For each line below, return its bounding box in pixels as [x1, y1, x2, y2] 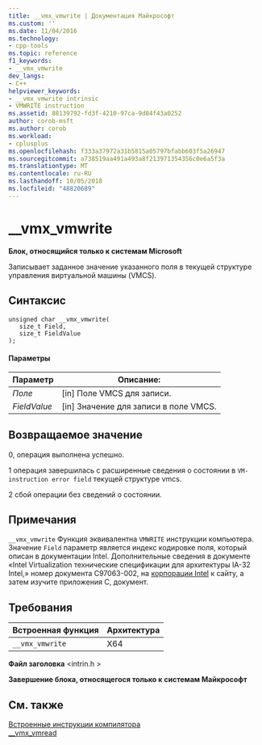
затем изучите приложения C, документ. [8, 577, 149, 587]
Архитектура [106, 625, 160, 636]
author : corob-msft [8, 117, 74, 125]
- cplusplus [8, 139, 48, 148]
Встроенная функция [12, 625, 99, 636]
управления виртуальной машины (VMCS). [8, 270, 157, 280]
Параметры [8, 353, 51, 364]
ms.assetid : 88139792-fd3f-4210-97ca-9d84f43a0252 [8, 110, 182, 118]
